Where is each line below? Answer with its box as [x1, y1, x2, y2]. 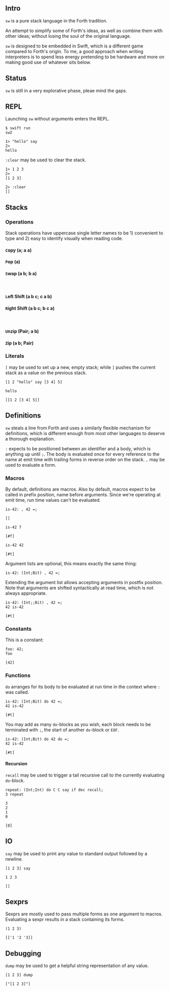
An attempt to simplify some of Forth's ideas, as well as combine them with [5, 28, 163, 34]
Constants [5, 625, 32, 632]
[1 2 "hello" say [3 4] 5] [5, 379, 63, 384]
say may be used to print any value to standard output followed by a [5, 850, 148, 857]
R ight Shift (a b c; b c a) [5, 305, 55, 311]
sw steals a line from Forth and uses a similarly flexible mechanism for [5, 425, 151, 431]
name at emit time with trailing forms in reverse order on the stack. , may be [5, 456, 165, 463]
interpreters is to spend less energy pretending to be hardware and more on [5, 54, 164, 60]
